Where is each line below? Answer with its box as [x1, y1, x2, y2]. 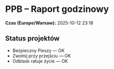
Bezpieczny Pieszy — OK [12, 47, 65, 53]
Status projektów [5, 34, 60, 43]
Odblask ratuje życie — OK [12, 58, 68, 64]
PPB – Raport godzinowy [5, 3, 109, 15]
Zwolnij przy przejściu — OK [12, 53, 71, 59]
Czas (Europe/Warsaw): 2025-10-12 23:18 [5, 20, 93, 26]
